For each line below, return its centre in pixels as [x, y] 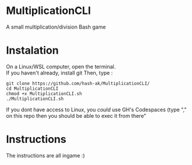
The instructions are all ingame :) [46, 155]
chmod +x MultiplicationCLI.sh [44, 94]
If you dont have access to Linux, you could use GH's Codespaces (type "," [96, 110]
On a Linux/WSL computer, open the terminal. [61, 66]
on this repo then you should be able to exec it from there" [76, 115]
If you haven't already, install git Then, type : [59, 73]
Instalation [32, 50]
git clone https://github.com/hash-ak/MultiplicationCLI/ [78, 83]
